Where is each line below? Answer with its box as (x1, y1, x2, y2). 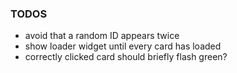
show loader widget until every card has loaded (24, 40, 222, 52)
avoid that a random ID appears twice (24, 30, 180, 42)
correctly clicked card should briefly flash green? (24, 51, 228, 63)
